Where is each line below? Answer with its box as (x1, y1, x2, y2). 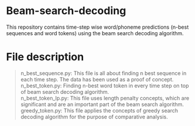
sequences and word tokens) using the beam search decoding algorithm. (6, 29, 184, 36)
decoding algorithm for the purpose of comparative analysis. (20, 113, 168, 120)
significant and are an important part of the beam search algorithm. (20, 101, 184, 108)
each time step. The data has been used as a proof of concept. (20, 76, 174, 83)
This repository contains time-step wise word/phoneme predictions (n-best (6, 23, 189, 30)
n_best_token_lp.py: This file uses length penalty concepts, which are (20, 94, 190, 101)
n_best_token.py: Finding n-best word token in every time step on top (20, 82, 189, 89)
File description (6, 50, 84, 64)
